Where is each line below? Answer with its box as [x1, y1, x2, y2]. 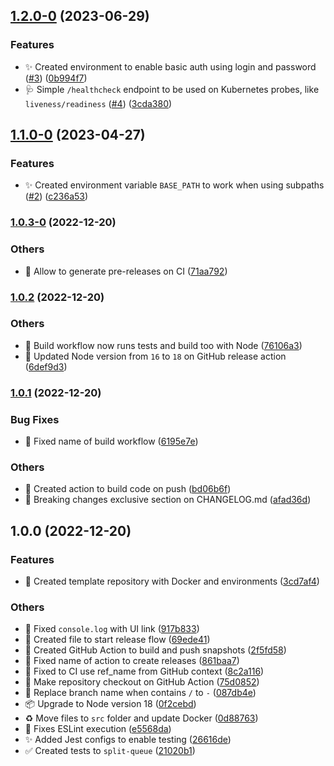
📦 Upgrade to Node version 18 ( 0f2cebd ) [24, 698, 197, 710]
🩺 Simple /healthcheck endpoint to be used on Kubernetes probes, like [24, 83, 320, 95]
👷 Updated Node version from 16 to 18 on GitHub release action [24, 350, 287, 362]
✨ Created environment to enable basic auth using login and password [24, 60, 317, 73]
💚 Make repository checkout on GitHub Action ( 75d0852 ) [24, 676, 260, 688]
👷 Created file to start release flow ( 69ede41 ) [24, 634, 211, 646]
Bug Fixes [10, 412, 60, 426]
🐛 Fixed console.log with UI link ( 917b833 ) [24, 623, 200, 635]
